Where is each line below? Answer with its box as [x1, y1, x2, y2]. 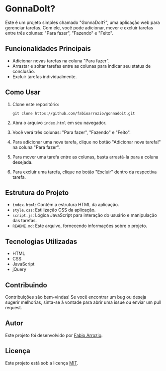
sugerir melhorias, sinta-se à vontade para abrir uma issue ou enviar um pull [5, 299, 162, 305]
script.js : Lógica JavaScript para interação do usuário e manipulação [12, 212, 158, 218]
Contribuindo [5, 281, 47, 289]
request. [5, 305, 22, 310]
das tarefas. [12, 218, 37, 224]
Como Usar [5, 88, 41, 97]
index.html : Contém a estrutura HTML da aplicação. [12, 202, 119, 208]
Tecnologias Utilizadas [5, 237, 78, 246]
